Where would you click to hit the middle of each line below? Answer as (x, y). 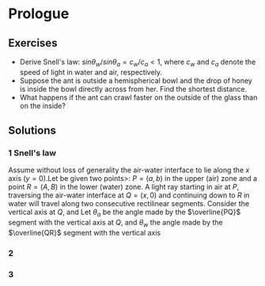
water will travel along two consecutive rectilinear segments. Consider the (129, 204)
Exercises (33, 43)
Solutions (32, 131)
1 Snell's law (32, 153)
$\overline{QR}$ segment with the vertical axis (84, 233)
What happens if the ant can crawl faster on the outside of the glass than (138, 97)
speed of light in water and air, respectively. (91, 72)
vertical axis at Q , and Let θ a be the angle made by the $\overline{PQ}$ (125, 213)
